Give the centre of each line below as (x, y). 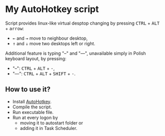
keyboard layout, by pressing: (36, 58)
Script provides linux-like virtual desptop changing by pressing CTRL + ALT (82, 23)
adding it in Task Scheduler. (49, 128)
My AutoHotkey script (52, 9)
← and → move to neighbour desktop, (50, 38)
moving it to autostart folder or (51, 123)
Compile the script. (32, 107)
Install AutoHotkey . (32, 101)
